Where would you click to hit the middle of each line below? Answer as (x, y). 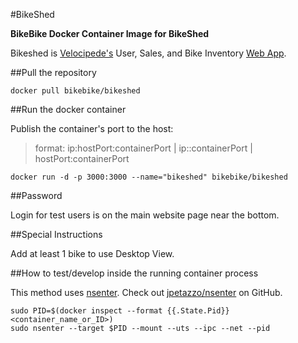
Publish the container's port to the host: (92, 128)
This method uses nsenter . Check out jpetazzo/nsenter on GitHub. (146, 292)
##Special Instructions (56, 234)
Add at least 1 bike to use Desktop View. (92, 253)
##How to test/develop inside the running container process (134, 273)
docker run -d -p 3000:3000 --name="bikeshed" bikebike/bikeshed (149, 177)
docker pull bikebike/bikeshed (75, 91)
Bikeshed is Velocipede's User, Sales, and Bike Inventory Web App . (148, 53)
